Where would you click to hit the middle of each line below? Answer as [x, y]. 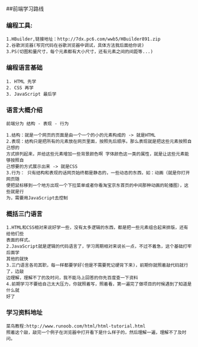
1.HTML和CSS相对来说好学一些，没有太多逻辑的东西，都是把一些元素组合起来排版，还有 [97, 228]
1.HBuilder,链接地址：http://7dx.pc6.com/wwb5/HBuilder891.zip [83, 39]
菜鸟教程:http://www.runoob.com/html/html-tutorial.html [76, 326]
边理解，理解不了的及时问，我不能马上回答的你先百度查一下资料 [72, 278]
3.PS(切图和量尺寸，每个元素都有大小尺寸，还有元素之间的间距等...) [80, 52]
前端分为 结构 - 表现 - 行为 [38, 124]
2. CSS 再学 [20, 87]
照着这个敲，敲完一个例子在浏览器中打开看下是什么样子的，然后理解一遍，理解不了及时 [96, 333]
